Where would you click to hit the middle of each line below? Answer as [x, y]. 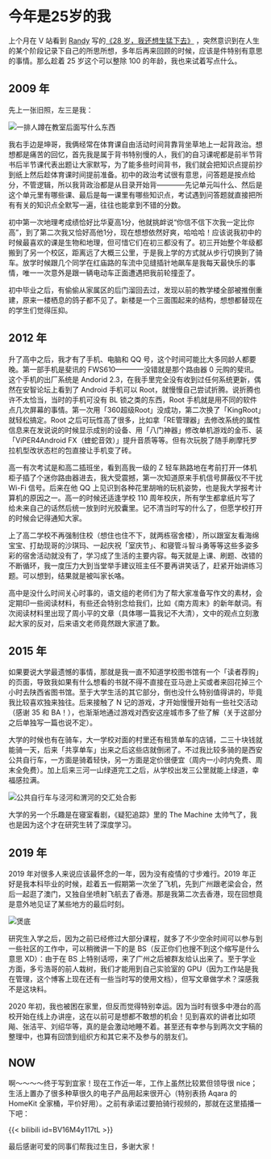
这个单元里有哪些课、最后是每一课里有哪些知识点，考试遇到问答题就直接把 [132, 194]
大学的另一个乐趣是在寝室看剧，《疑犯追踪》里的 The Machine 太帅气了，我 [133, 815]
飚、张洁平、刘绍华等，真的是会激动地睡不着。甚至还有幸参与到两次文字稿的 [135, 1027]
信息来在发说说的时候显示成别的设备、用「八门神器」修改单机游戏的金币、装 [135, 430]
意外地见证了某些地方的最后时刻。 [72, 904]
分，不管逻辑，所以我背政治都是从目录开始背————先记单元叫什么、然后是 [135, 185]
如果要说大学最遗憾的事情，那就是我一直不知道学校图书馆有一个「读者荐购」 [135, 672]
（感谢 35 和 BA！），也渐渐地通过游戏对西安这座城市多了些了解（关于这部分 [135, 712]
